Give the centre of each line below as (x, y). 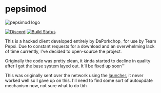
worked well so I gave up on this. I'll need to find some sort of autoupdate (79, 80)
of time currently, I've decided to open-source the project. (63, 51)
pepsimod (26, 9)
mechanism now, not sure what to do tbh (46, 85)
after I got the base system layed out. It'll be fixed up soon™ (65, 66)
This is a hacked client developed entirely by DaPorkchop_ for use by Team (80, 41)
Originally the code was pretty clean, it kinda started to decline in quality (78, 61)
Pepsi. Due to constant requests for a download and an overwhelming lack (80, 46)
